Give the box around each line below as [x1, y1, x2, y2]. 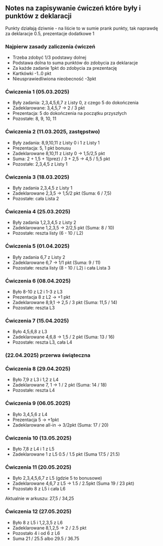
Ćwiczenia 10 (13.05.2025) [5, 434, 72, 441]
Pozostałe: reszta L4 [12, 387, 55, 393]
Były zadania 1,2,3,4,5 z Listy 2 [12, 219, 77, 225]
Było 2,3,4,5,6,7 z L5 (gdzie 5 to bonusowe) [12, 475, 102, 481]
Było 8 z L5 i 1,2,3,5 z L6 [12, 519, 63, 525]
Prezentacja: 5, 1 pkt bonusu [12, 145, 71, 151]
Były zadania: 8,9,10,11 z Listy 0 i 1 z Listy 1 [12, 140, 100, 146]
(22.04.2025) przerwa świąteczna [5, 352, 91, 359]
